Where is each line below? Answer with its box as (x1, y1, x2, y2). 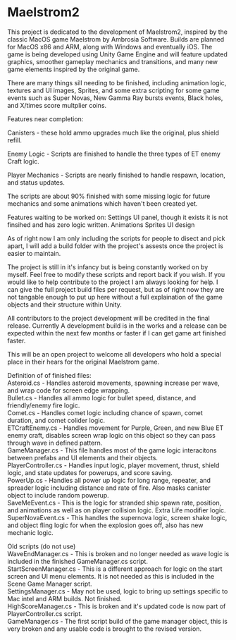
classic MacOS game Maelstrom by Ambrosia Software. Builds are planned (7, 35, 225, 43)
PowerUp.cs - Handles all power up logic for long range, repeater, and (7, 476, 211, 484)
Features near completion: (7, 114, 84, 123)
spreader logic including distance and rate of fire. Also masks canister (7, 484, 211, 492)
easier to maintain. (7, 249, 61, 257)
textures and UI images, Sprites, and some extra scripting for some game (7, 86, 220, 94)
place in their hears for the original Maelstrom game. (7, 357, 160, 366)
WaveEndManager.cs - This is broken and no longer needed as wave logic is (7, 549, 230, 558)
